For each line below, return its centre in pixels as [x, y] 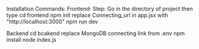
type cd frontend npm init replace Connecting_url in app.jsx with [87, 15]
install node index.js [32, 40]
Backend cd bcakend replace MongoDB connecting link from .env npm [96, 33]
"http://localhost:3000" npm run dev [52, 21]
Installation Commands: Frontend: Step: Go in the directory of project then [99, 9]
